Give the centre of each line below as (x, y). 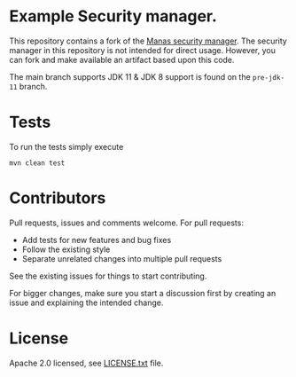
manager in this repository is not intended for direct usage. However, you (143, 50)
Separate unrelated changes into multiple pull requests (122, 258)
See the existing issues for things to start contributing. (108, 276)
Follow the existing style (66, 249)
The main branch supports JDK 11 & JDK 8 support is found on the (130, 76)
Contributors (58, 198)
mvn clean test (37, 163)
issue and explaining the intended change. (86, 302)
